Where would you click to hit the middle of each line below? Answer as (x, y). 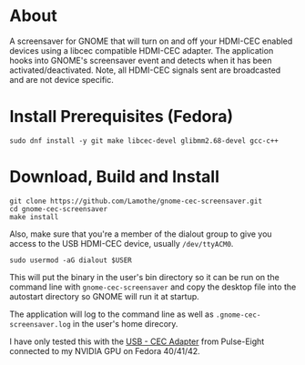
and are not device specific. (61, 79)
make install (34, 217)
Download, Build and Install (115, 177)
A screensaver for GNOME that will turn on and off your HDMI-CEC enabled (151, 41)
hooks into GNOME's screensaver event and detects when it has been (141, 60)
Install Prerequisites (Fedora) (122, 117)
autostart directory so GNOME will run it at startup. (105, 296)
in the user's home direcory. (125, 323)
